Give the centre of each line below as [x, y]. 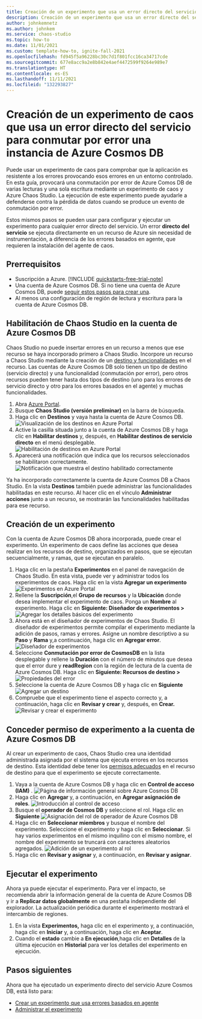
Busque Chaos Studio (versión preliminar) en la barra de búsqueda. [100, 410]
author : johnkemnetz [32, 23]
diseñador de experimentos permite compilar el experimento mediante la [105, 627]
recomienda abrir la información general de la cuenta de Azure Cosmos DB [99, 895]
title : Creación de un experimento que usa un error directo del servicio [102, 12]
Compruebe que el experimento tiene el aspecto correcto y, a [91, 698]
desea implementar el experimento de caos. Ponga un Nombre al [96, 602]
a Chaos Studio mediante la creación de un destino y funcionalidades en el [99, 360]
